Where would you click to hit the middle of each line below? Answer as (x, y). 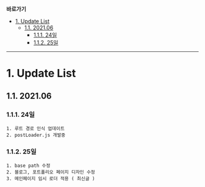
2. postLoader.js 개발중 (36, 135)
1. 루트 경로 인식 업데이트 (36, 128)
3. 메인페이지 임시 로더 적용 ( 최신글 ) (51, 179)
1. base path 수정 (28, 166)
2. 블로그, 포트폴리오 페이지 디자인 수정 (51, 172)
